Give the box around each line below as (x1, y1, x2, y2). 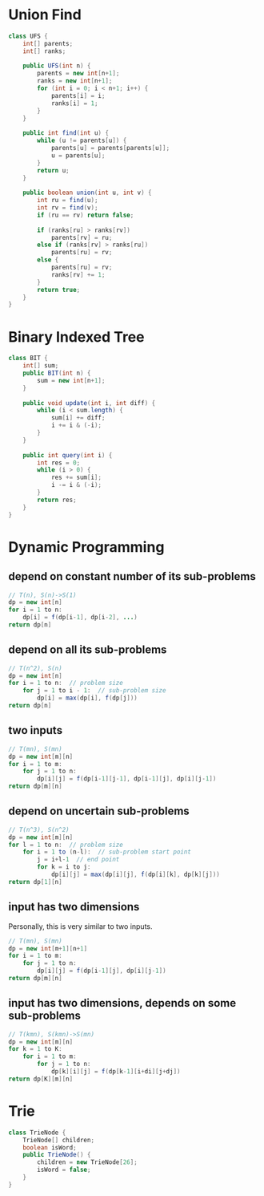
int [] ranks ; (22, 47, 66, 55)
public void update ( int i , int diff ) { (22, 399, 156, 407)
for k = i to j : (37, 863, 91, 871)
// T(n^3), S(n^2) (8, 825, 70, 833)
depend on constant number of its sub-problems (8, 570, 256, 583)
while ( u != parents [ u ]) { (37, 136, 127, 145)
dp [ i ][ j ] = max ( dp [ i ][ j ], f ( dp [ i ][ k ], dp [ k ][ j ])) (50, 870, 220, 879)
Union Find (8, 6, 82, 24)
